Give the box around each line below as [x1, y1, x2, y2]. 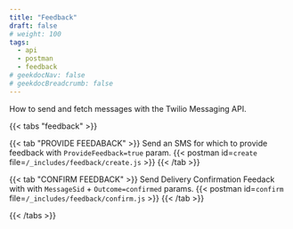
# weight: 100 [9, 29, 62, 38]
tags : [9, 37, 29, 47]
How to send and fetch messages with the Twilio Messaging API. [9, 103, 247, 114]
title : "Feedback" [9, 12, 77, 22]
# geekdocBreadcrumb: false [9, 79, 114, 88]
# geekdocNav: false [9, 71, 86, 80]
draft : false [9, 21, 58, 30]
